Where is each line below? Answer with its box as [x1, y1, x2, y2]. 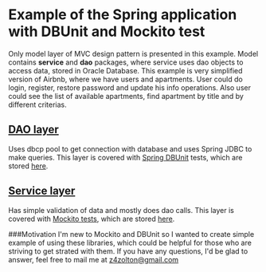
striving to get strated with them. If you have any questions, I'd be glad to [8, 246, 248, 256]
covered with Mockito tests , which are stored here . [8, 214, 175, 223]
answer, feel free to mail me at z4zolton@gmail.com [8, 254, 179, 264]
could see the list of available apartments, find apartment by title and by [8, 91, 244, 101]
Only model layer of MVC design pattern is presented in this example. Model [8, 49, 259, 58]
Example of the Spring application [8, 6, 237, 24]
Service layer [8, 184, 76, 198]
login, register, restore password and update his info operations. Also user [8, 82, 251, 93]
